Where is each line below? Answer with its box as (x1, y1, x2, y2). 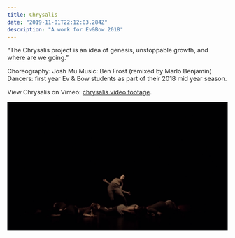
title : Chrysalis (7, 11, 58, 18)
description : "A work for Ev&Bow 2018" (7, 26, 124, 33)
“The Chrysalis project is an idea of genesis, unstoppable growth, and (7, 46, 208, 55)
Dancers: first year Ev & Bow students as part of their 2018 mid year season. (7, 74, 227, 83)
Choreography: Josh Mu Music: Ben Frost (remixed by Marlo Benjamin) (7, 67, 212, 76)
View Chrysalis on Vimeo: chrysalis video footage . (7, 88, 152, 97)
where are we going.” (7, 53, 69, 62)
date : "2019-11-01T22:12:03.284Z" (7, 18, 108, 26)
